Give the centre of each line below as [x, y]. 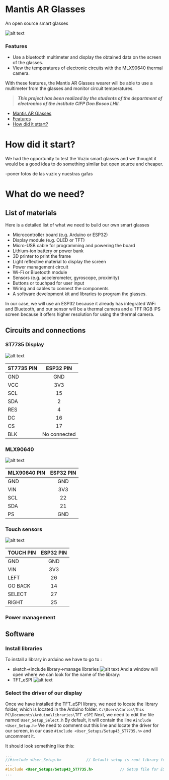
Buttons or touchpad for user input [48, 283]
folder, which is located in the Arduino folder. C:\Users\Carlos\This [75, 709]
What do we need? [45, 194]
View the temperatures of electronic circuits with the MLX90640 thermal [88, 68]
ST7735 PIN [23, 368]
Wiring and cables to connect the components [61, 289]
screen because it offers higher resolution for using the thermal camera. [80, 314]
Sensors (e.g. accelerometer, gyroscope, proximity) [66, 278]
